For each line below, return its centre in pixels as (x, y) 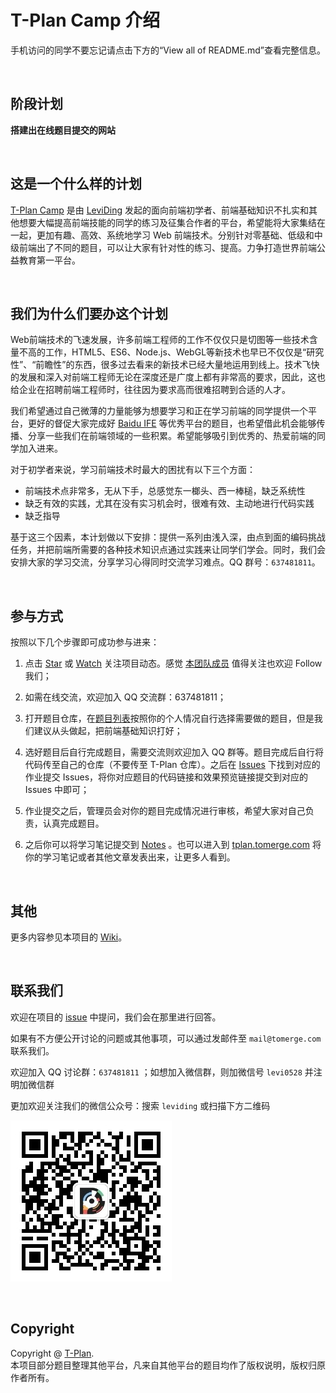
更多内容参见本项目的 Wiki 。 (69, 937)
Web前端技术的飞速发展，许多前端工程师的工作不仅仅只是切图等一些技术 (160, 340)
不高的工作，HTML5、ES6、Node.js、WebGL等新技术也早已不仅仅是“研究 (171, 352)
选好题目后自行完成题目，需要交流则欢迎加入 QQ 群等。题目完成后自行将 (174, 752)
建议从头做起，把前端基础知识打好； (108, 731)
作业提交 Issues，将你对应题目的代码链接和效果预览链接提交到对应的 (166, 777)
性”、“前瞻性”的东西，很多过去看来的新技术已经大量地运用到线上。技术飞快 (165, 365)
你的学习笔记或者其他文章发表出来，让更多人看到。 (130, 857)
